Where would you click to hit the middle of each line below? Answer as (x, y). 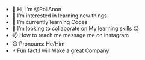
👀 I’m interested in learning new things (59, 16)
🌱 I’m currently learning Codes (50, 22)
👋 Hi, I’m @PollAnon (37, 9)
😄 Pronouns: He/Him (38, 44)
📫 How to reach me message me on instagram (70, 35)
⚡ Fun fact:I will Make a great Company (60, 50)
